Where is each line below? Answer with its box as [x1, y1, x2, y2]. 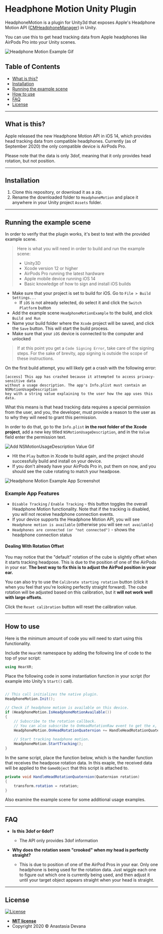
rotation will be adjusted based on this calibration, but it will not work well [5, 589, 153, 595]
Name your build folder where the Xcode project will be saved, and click [12, 321, 154, 326]
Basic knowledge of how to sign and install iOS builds [24, 281, 131, 287]
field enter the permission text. [5, 434, 66, 440]
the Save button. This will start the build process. [12, 325, 109, 331]
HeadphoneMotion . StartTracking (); [14, 742, 83, 747]
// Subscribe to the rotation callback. [14, 719, 97, 724]
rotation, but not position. [5, 158, 56, 164]
